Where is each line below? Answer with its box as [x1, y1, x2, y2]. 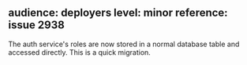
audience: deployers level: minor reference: [8, 6, 228, 20]
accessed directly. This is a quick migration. [8, 47, 152, 57]
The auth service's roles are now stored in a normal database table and [8, 39, 240, 49]
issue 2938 [8, 19, 65, 32]
